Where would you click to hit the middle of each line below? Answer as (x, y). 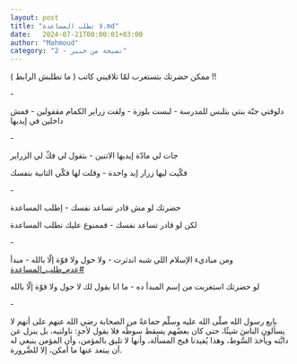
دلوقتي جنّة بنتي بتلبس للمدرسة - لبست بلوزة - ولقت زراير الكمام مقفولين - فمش (147, 111)
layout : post (35, 17)
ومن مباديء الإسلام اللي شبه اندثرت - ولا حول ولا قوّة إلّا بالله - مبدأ (122, 260)
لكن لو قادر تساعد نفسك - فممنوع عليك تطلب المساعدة (104, 225)
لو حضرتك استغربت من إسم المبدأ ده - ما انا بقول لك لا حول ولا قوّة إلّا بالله (135, 287)
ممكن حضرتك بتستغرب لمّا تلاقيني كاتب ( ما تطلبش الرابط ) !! (114, 76)
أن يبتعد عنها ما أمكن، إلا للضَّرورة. (66, 350)
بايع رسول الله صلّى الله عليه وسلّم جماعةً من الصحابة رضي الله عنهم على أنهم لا (144, 321)
